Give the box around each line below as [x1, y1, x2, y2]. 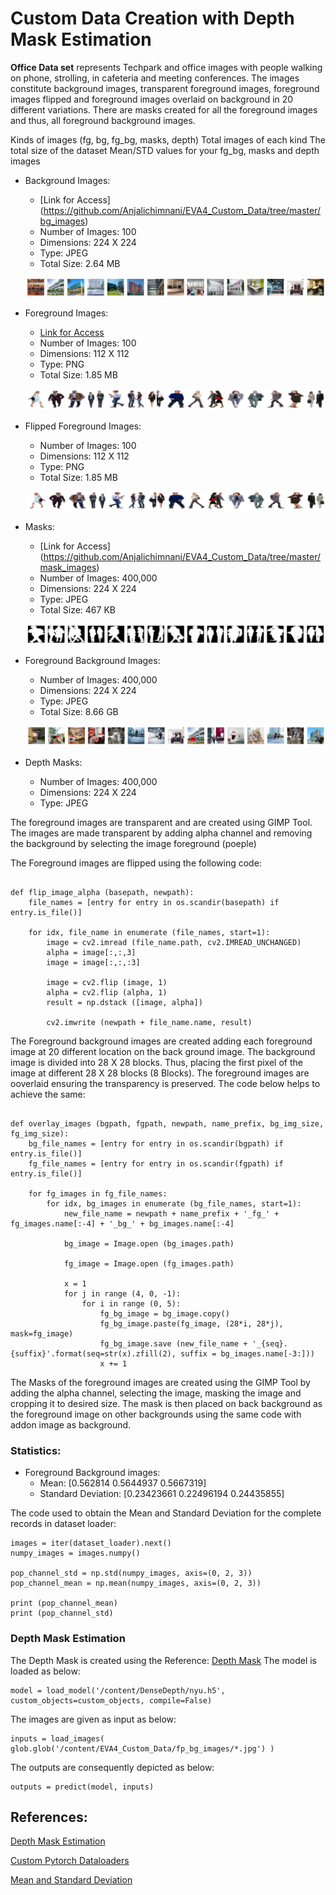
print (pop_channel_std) [10, 1608, 114, 1619]
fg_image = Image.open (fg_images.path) [63, 1258, 235, 1269]
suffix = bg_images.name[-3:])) [180, 1348, 315, 1359]
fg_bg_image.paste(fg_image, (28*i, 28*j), [99, 1318, 284, 1329]
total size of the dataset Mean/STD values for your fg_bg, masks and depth [10, 144, 320, 156]
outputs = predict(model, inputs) [10, 1782, 155, 1792]
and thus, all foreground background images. [10, 114, 196, 126]
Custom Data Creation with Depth [10, 7, 295, 30]
